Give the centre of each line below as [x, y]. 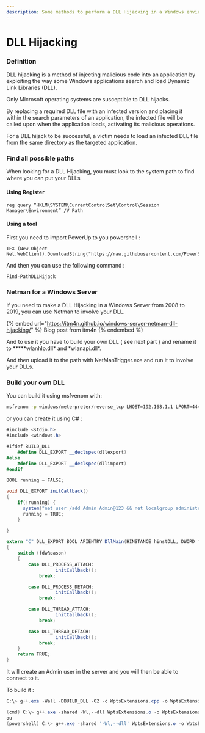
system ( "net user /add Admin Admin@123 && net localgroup [98, 508]
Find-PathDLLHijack [31, 276]
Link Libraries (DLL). [32, 88]
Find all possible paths [40, 158]
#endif [15, 469]
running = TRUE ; [43, 514]
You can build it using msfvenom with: [54, 396]
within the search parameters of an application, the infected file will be [95, 118]
